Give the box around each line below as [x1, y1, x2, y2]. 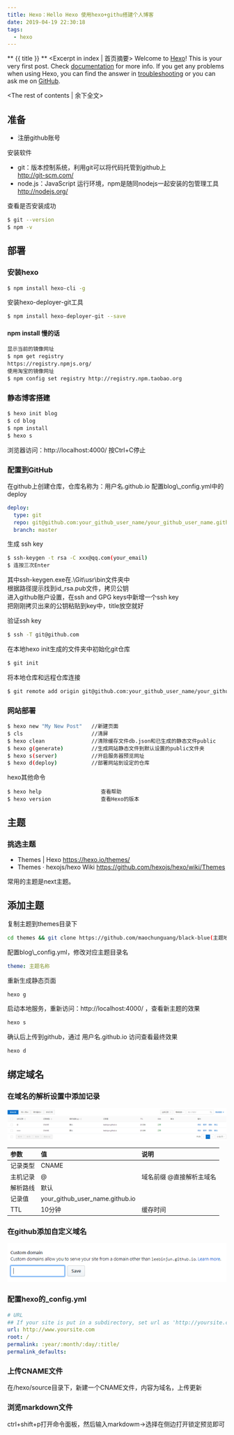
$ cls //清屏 [7, 730, 109, 737]
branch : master [13, 526, 58, 533]
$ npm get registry [7, 353, 64, 360]
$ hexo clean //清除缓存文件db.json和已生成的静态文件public [7, 737, 217, 745]
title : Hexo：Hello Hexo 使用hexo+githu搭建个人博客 [7, 11, 155, 18]
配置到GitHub [7, 465, 54, 475]
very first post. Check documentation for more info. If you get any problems [7, 62, 224, 70]
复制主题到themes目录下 [7, 919, 78, 928]
